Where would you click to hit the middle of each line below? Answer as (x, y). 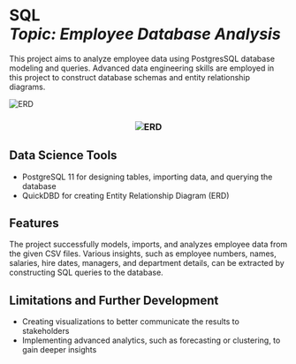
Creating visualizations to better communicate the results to (131, 322)
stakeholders (46, 331)
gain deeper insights (59, 350)
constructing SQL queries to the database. (86, 273)
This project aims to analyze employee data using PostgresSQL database (142, 58)
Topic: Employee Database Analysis (145, 34)
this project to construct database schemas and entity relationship (129, 77)
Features (34, 223)
